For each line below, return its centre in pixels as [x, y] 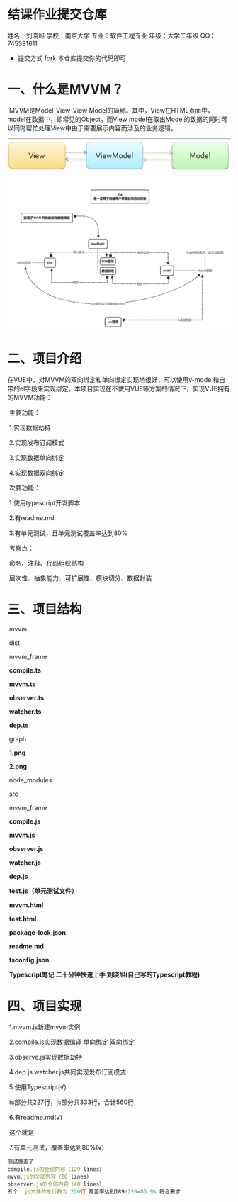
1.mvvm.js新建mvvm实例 [45, 1027]
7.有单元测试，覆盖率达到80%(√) [57, 1147]
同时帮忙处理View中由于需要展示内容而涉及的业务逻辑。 [95, 128]
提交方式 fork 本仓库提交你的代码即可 [72, 58]
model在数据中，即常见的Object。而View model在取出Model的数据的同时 [114, 119]
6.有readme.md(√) [36, 1118]
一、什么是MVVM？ [66, 90]
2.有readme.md [32, 517]
